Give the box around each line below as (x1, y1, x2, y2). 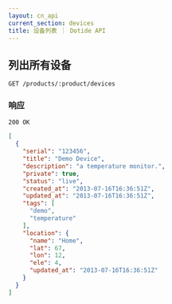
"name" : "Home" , (29, 237, 84, 245)
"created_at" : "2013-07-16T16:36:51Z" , (22, 185, 155, 193)
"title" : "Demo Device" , (22, 155, 105, 163)
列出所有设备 (8, 58, 72, 72)
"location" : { (22, 229, 69, 237)
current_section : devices (8, 19, 94, 27)
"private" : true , (22, 170, 80, 178)
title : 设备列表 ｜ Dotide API (8, 26, 106, 34)
